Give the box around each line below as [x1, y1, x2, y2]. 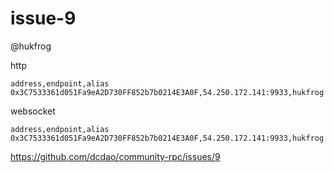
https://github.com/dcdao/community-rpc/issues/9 [10, 150, 221, 162]
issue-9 [10, 7, 77, 30]
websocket [10, 105, 56, 117]
